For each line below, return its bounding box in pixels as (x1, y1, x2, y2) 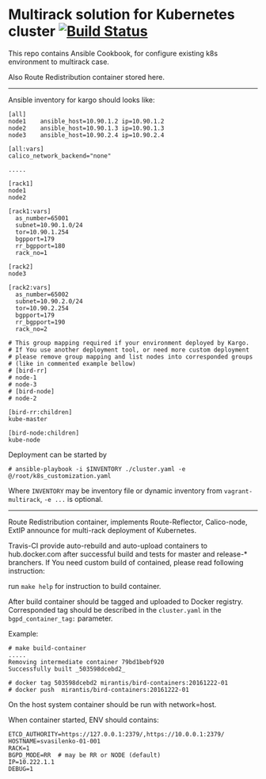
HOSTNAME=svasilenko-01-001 (8, 737, 101, 745)
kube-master (8, 415, 47, 423)
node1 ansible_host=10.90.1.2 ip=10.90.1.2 (8, 117, 165, 125)
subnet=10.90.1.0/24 (15, 221, 83, 229)
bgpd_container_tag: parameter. (8, 614, 113, 623)
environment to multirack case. (8, 57, 109, 66)
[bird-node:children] (8, 429, 80, 437)
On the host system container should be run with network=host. (8, 699, 217, 709)
